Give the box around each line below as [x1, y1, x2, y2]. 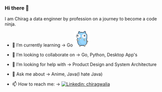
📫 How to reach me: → [12, 81, 61, 87]
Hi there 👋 [5, 4, 30, 11]
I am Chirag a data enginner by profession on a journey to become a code [5, 16, 157, 22]
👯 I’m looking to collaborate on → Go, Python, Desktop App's [12, 52, 137, 58]
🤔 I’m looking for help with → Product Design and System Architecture [12, 61, 157, 67]
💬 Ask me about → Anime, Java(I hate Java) [12, 71, 103, 77]
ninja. [5, 21, 16, 27]
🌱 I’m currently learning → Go [12, 42, 73, 48]
